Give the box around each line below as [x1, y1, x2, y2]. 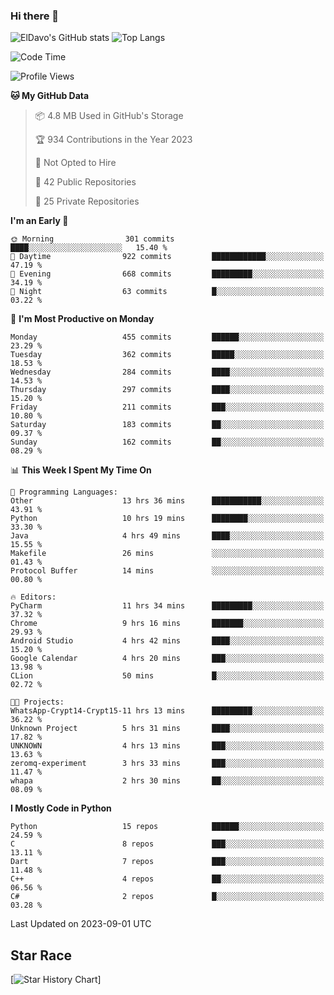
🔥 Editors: [10, 592, 57, 603]
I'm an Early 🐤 [10, 215, 69, 227]
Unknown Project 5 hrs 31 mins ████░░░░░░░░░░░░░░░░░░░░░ [10, 724, 325, 734]
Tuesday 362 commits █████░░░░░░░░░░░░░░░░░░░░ [10, 350, 325, 360]
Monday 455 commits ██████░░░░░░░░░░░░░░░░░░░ [10, 332, 325, 343]
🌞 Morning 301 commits [10, 234, 175, 244]
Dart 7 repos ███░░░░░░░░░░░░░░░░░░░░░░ [10, 857, 325, 867]
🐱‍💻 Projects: [10, 697, 65, 708]
